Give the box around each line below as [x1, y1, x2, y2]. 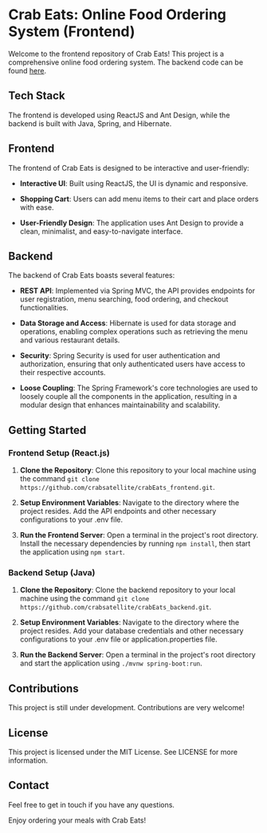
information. [8, 756, 49, 765]
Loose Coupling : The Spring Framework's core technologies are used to [19, 383, 258, 393]
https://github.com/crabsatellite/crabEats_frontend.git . [19, 483, 215, 492]
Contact [8, 779, 49, 792]
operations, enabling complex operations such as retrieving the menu [19, 327, 249, 337]
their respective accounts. [19, 368, 106, 377]
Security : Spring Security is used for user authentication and [19, 351, 221, 361]
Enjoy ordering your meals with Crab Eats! [8, 815, 147, 825]
